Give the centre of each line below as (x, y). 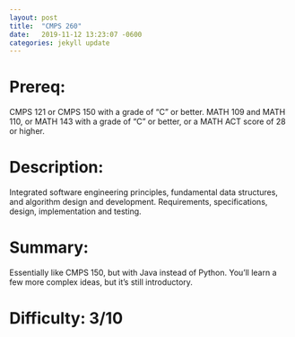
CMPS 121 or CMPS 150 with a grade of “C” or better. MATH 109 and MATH (147, 112)
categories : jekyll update (60, 43)
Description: (56, 168)
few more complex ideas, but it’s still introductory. (101, 282)
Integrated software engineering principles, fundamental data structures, (143, 192)
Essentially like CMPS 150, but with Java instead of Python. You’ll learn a (143, 273)
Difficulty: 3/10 (66, 319)
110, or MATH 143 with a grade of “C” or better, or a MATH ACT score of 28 (147, 121)
